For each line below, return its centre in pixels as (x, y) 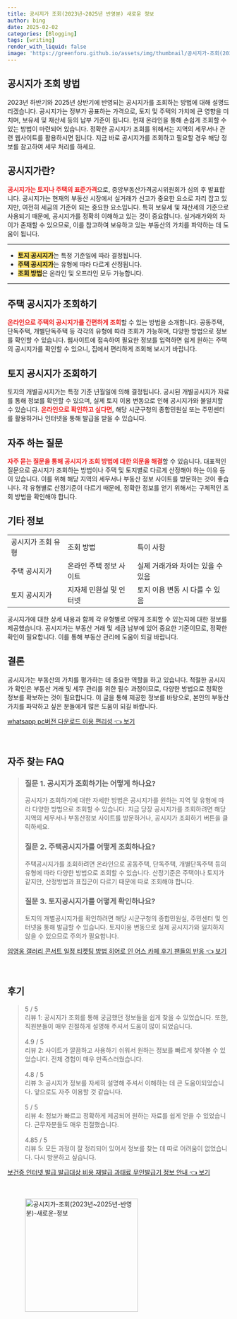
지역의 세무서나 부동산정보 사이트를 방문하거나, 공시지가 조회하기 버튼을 (122, 818)
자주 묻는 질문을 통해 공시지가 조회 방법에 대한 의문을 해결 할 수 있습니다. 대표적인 (117, 461)
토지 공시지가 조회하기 (52, 373)
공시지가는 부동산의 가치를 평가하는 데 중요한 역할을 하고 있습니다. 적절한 (107, 680)
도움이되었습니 (204, 1083)
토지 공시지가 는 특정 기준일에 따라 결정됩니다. (80, 255)
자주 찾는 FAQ (36, 761)
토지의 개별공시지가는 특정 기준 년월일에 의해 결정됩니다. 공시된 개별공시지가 (112, 392)
